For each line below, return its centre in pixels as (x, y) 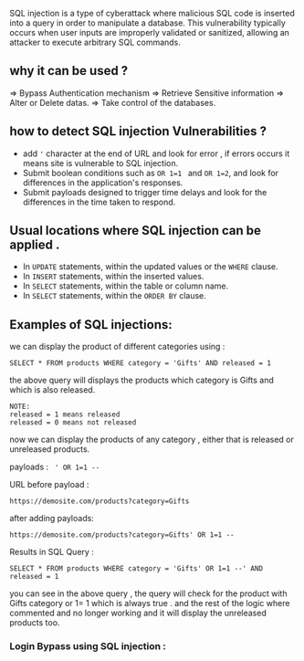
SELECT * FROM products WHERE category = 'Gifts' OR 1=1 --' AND (136, 569)
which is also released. (52, 390)
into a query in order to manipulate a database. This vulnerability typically (147, 23)
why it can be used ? (69, 71)
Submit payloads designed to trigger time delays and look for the (145, 192)
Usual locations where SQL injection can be (136, 231)
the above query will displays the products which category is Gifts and (142, 380)
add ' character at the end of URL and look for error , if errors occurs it (156, 153)
